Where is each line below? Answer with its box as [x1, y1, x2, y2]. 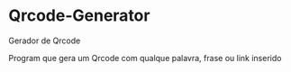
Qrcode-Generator [8, 5, 150, 26]
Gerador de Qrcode [8, 35, 81, 46]
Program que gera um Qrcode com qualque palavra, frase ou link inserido [8, 52, 282, 63]
